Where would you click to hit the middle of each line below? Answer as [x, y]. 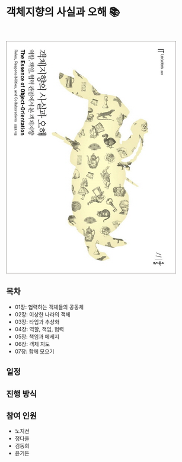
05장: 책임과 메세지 [37, 336]
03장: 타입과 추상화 [37, 322]
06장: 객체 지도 [32, 344]
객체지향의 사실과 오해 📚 [63, 12]
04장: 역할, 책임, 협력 [39, 329]
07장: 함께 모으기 [34, 351]
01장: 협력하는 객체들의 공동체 [49, 307]
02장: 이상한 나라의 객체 [42, 314]
